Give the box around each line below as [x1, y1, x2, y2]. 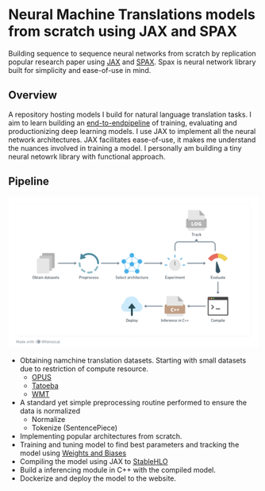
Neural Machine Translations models [8, 6, 255, 24]
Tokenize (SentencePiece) [31, 423, 117, 432]
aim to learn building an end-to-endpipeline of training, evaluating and [8, 117, 238, 128]
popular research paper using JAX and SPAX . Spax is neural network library [8, 57, 256, 67]
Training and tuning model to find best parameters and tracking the [19, 439, 240, 449]
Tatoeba [31, 381, 60, 390]
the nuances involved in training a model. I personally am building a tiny [8, 143, 242, 152]
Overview [8, 89, 58, 102]
